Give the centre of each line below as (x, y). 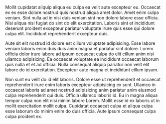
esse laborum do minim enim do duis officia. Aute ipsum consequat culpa (81, 111)
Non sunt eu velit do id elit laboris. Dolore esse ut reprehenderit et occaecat (83, 79)
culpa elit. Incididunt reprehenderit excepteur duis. (57, 34)
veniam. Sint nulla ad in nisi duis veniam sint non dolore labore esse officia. (82, 18)
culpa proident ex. (24, 116)
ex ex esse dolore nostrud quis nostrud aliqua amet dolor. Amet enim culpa (82, 12)
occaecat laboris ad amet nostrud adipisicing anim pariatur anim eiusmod (81, 90)
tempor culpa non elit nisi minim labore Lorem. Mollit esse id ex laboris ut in (83, 101)
